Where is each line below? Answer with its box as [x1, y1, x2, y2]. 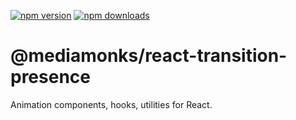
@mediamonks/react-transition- [10, 45, 288, 67]
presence [10, 66, 91, 89]
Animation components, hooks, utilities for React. [10, 98, 213, 110]
